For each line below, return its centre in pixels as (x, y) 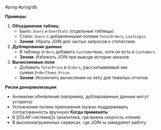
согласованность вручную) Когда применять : (61, 112)
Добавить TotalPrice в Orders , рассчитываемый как (73, 67)
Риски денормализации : (31, 87)
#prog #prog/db (21, 7)
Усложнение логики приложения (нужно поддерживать (70, 107)
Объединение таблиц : (36, 26)
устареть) (22, 102)
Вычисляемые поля (33, 62)
